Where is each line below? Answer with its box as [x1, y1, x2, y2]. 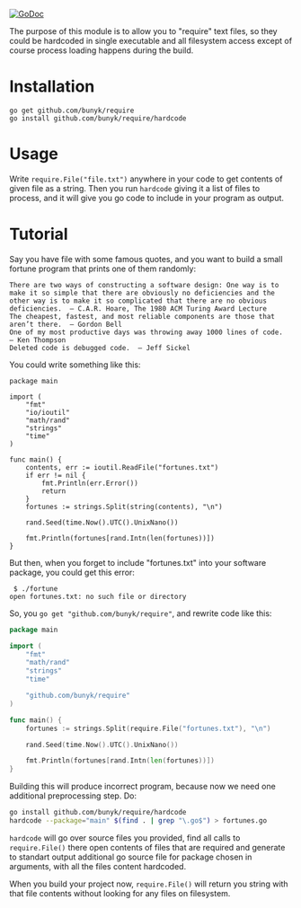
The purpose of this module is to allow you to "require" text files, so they [9, 26, 278, 36]
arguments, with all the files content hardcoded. [9, 860, 187, 871]
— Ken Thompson [9, 335, 66, 345]
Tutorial [9, 225, 69, 244]
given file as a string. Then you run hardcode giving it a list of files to [9, 182, 261, 193]
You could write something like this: [9, 359, 141, 370]
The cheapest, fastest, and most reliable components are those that [9, 312, 276, 321]
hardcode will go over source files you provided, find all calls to [9, 832, 241, 843]
